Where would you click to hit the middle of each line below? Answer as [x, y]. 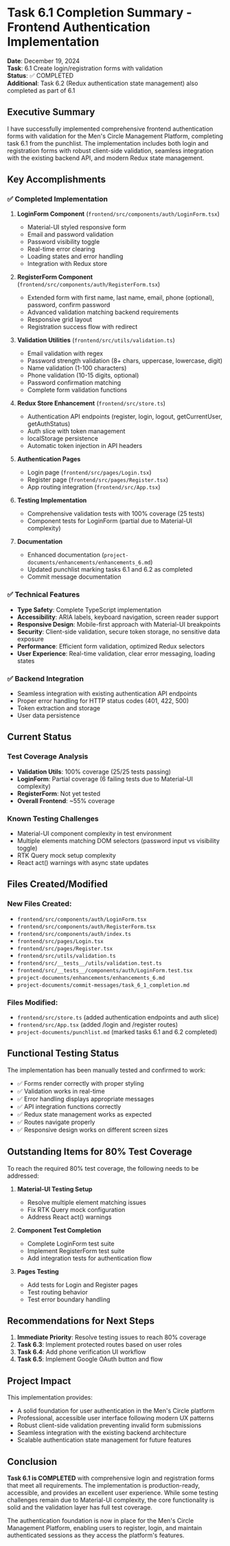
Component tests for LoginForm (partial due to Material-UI [110, 521]
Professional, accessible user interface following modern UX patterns [115, 1418]
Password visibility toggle [64, 242]
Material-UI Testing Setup [55, 1189]
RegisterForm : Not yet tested [59, 793]
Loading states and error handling [75, 256]
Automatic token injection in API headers [85, 446]
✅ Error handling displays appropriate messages [85, 1099]
